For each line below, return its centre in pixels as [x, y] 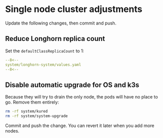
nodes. [12, 130]
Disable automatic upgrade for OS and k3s [72, 85]
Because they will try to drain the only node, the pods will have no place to [81, 97]
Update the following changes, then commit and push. [61, 23]
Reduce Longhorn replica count [55, 39]
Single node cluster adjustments [74, 9]
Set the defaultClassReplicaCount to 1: [45, 50]
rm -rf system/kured [27, 111]
